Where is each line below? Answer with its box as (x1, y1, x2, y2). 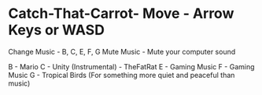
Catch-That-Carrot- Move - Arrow (8, 5, 234, 23)
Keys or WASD (8, 21, 105, 39)
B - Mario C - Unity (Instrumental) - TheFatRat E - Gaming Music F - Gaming (8, 62, 255, 71)
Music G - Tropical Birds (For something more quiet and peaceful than (8, 70, 235, 79)
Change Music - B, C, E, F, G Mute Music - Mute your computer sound (8, 47, 236, 56)
